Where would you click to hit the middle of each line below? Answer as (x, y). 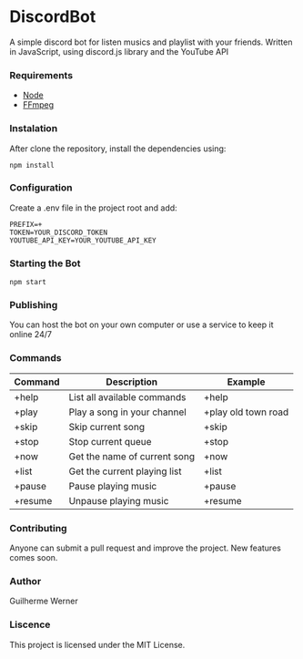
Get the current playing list (125, 471)
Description (132, 382)
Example (246, 382)
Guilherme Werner (44, 601)
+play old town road (246, 412)
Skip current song (107, 427)
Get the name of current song (132, 456)
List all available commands (127, 396)
